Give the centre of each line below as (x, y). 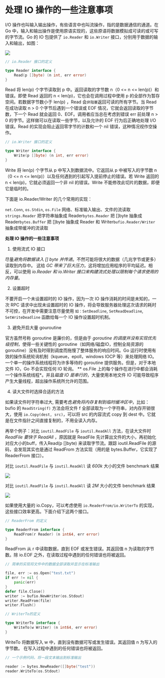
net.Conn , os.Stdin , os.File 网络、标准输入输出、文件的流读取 (68, 209)
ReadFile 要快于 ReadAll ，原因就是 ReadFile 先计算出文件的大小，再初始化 (81, 437)
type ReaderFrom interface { (35, 529)
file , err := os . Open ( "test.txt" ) (41, 573)
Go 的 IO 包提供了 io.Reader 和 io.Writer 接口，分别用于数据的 (90, 37)
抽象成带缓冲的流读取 (27, 228)
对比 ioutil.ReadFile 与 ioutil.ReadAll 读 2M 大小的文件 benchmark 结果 (80, 486)
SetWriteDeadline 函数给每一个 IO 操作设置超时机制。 (59, 317)
